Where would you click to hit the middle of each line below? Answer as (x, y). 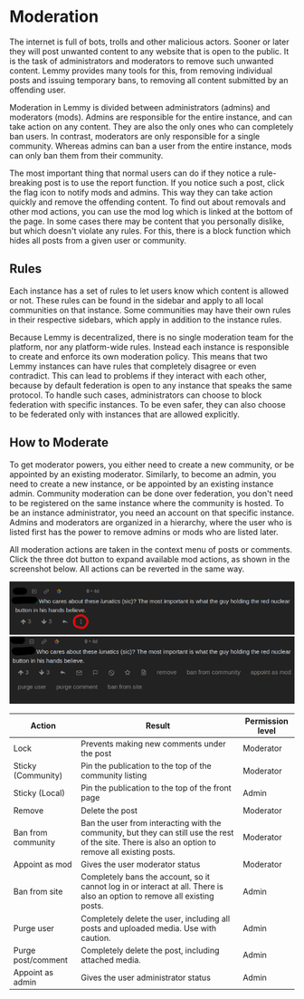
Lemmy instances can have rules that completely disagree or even (133, 366)
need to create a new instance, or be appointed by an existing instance (142, 484)
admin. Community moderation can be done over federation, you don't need (152, 493)
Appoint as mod (43, 865)
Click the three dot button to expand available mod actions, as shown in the (150, 559)
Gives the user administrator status (146, 977)
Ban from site (38, 891)
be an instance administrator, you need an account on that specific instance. (152, 513)
